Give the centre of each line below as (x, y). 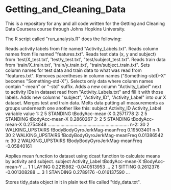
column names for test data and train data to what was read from (74, 70)
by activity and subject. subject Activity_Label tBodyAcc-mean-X (74, 161)
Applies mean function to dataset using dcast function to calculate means (83, 156)
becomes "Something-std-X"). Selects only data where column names (79, 81)
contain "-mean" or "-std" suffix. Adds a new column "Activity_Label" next (83, 86)
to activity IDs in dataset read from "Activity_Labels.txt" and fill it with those (84, 92)
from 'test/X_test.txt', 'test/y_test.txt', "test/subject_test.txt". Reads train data (86, 59)
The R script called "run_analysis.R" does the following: (64, 39)
